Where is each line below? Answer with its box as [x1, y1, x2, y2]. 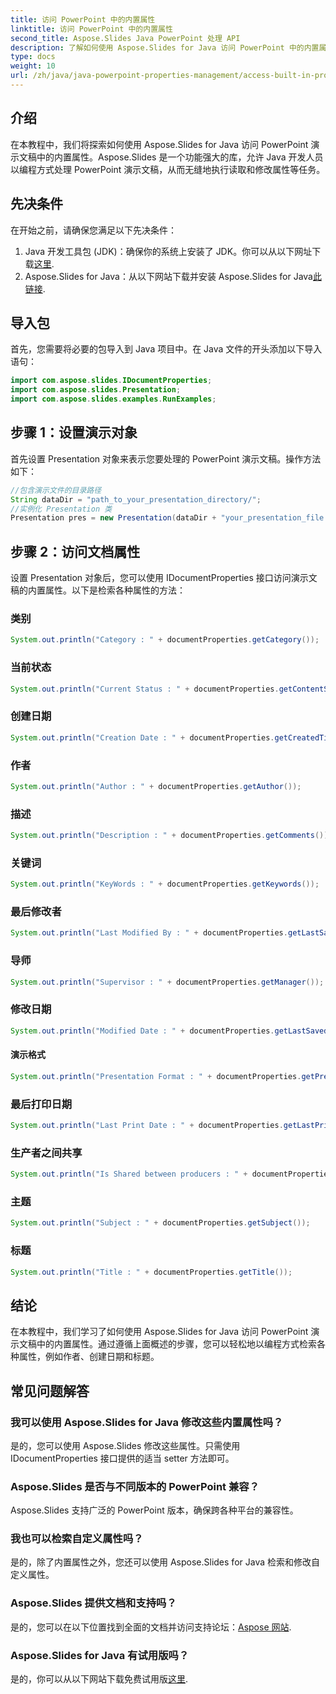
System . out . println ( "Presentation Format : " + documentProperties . [10, 1071, 302, 1081]
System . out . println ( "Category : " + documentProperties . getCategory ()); [10, 635, 320, 645]
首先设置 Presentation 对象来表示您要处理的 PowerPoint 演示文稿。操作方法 [10, 452, 322, 465]
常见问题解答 [10, 1382, 90, 1400]
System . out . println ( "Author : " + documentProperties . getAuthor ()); [10, 781, 302, 791]
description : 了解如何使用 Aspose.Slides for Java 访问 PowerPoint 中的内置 [10, 42, 320, 53]
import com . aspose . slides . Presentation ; [10, 385, 182, 395]
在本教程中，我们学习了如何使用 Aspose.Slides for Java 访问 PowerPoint [10, 1326, 309, 1338]
